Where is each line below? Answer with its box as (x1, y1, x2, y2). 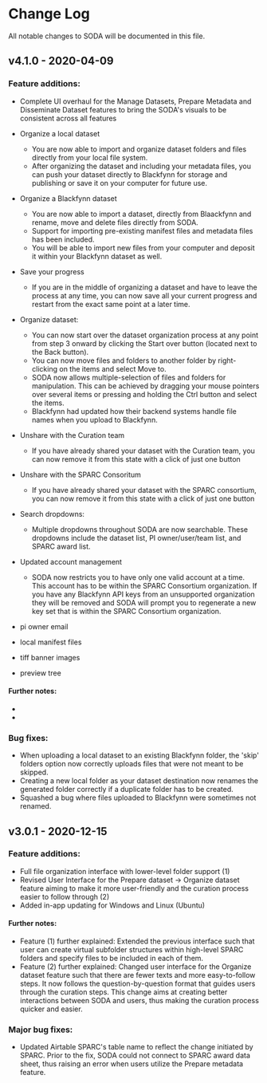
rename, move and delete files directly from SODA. (31, 217, 199, 227)
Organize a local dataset (19, 128, 100, 138)
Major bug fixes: (8, 1024, 73, 1035)
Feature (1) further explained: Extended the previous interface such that (19, 936, 255, 946)
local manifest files (19, 637, 82, 647)
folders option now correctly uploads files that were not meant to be (19, 759, 244, 769)
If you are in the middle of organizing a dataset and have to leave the (31, 282, 257, 292)
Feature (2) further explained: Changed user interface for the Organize (19, 962, 252, 971)
